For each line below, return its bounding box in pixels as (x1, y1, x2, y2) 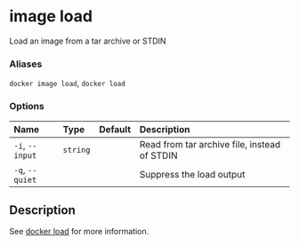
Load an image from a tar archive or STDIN (9, 36, 166, 46)
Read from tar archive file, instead (139, 138, 281, 150)
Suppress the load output (139, 168, 246, 180)
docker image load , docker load (9, 78, 126, 89)
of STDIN (139, 149, 178, 162)
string (62, 145, 91, 154)
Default (99, 122, 132, 135)
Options (9, 100, 44, 113)
